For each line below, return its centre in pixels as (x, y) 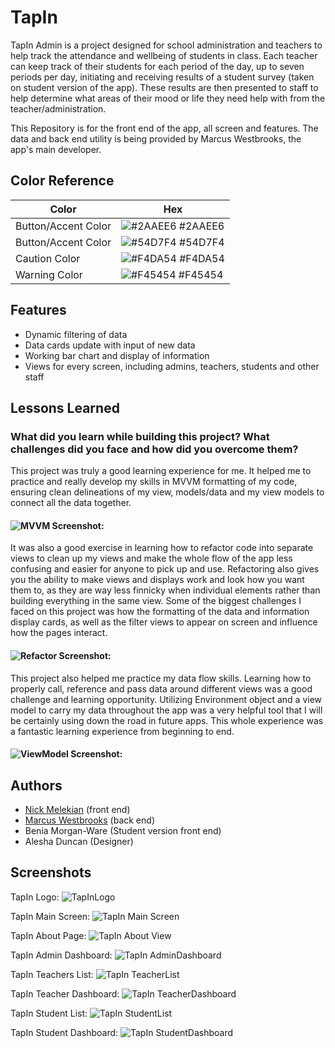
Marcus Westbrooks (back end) (89, 820)
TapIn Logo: (35, 897)
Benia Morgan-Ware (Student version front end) (123, 831)
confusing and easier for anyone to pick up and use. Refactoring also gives (165, 569)
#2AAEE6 (201, 226)
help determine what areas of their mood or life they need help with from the (168, 98)
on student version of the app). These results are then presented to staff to (164, 87)
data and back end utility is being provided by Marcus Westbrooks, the (156, 138)
